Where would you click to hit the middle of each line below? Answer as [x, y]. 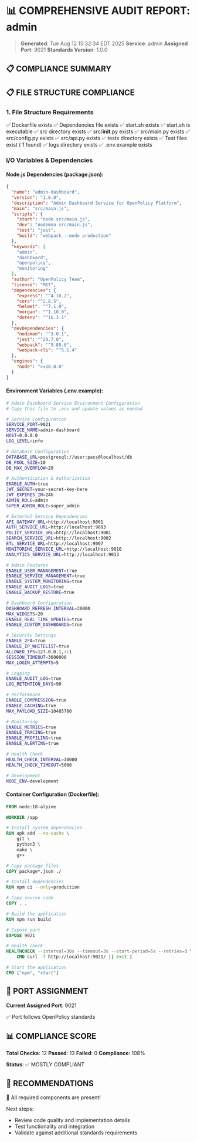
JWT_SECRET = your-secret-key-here [47, 490]
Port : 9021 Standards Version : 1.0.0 [64, 49]
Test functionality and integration [55, 1127]
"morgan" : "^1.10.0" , [43, 312]
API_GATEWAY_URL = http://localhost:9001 [55, 522]
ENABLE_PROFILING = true [34, 738]
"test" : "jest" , [37, 231]
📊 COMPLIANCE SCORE [51, 1036]
